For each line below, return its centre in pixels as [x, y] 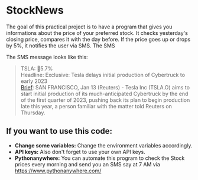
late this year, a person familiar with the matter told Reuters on [96, 106]
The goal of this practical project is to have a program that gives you [89, 27]
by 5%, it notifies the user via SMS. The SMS [61, 46]
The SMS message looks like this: [47, 57]
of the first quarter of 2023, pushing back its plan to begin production [105, 100]
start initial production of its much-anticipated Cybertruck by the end [104, 94]
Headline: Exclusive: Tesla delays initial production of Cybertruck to [103, 75]
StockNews [35, 10]
